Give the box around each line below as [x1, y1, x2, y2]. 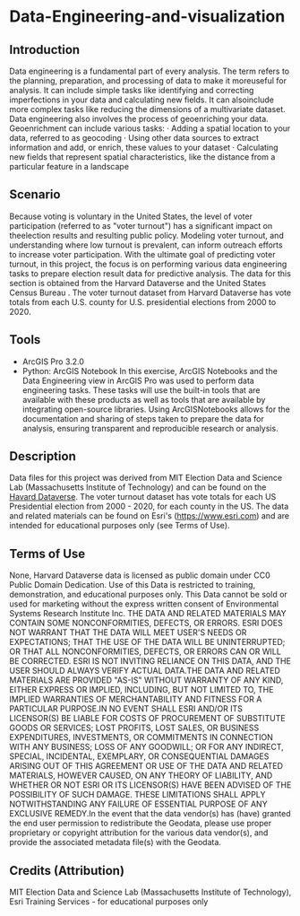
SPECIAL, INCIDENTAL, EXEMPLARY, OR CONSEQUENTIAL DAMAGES [9, 751, 270, 762]
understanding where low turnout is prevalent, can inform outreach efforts [9, 240, 284, 250]
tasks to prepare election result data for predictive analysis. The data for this [9, 267, 291, 279]
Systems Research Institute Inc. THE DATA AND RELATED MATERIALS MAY [9, 608, 287, 619]
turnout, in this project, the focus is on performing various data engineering [9, 258, 287, 269]
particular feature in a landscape [9, 161, 130, 171]
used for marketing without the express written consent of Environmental [9, 598, 279, 609]
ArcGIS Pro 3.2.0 [21, 356, 85, 367]
